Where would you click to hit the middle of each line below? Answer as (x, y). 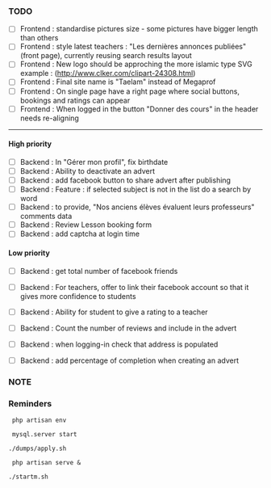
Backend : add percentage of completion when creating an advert (129, 360)
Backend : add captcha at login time (79, 234)
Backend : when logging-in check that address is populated (119, 344)
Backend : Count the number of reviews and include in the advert (128, 328)
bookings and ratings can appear (75, 100)
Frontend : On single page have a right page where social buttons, (130, 91)
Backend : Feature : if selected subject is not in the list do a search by (135, 189)
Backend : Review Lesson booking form (85, 225)
